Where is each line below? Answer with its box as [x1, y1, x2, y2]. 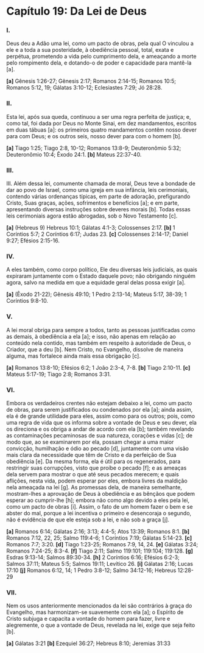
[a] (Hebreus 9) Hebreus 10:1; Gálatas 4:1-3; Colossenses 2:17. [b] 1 [6, 224, 175, 231]
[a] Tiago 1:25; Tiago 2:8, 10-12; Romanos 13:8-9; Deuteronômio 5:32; [6, 144, 181, 152]
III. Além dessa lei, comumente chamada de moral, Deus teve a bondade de [6, 180, 196, 187]
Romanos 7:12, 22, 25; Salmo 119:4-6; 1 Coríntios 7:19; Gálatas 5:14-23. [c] [6, 534, 192, 542]
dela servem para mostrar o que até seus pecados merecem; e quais [6, 470, 180, 478]
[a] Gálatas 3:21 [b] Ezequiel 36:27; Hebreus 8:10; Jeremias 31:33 [6, 640, 171, 647]
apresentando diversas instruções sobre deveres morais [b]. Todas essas [6, 206, 191, 213]
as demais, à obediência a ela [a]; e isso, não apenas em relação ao [6, 333, 177, 340]
